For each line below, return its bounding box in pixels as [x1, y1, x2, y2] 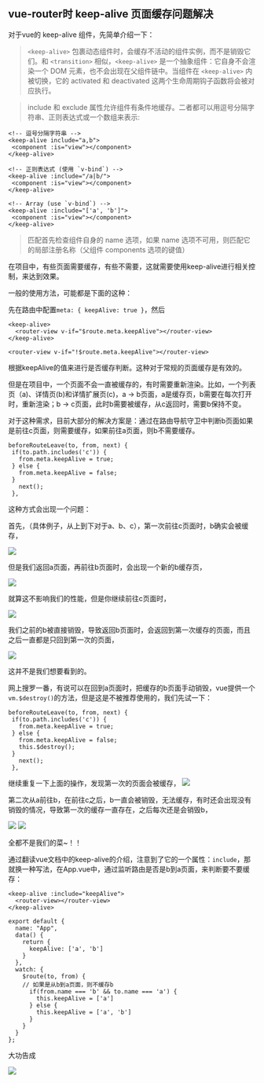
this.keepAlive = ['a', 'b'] [36, 1008, 132, 1016]
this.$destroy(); [18, 743, 76, 751]
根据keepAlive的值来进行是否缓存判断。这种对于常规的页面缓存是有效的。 [8, 362, 246, 372]
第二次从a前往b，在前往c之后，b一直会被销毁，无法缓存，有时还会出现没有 [8, 795, 252, 804]
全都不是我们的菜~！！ [8, 838, 82, 847]
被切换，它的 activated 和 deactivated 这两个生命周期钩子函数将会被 [27, 75, 248, 85]
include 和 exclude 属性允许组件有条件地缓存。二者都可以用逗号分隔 [27, 102, 248, 112]
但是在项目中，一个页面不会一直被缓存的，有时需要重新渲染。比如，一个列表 [8, 380, 256, 389]
